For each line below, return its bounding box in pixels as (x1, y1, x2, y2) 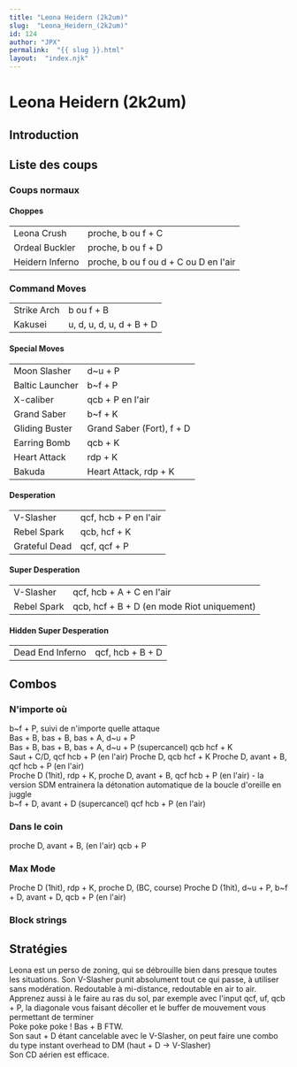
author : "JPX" (9, 37, 62, 47)
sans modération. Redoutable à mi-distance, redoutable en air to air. (9, 984, 257, 994)
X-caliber (13, 393, 55, 405)
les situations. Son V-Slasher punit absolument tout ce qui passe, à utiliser (9, 974, 279, 985)
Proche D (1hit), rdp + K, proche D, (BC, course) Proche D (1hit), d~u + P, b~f (9, 882, 288, 894)
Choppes (9, 205, 44, 217)
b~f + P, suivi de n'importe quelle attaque (9, 723, 161, 733)
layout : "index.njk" (9, 54, 89, 63)
